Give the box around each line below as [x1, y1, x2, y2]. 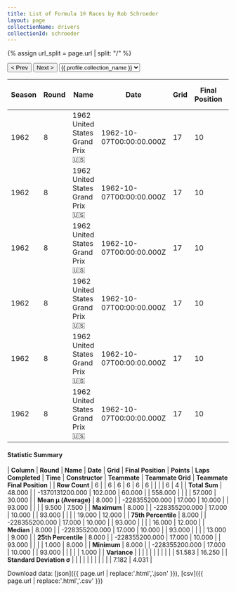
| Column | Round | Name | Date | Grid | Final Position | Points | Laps [7, 466, 210, 475]
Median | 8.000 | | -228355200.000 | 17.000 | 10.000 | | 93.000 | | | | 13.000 [7, 526, 227, 534]
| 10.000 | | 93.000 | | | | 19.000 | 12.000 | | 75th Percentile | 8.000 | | [7, 511, 206, 520]
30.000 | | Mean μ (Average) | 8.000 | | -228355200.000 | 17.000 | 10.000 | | [7, 496, 229, 504]
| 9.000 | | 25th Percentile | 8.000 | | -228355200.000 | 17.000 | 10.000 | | [7, 533, 221, 541]
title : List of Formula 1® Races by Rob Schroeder [7, 10, 159, 18]
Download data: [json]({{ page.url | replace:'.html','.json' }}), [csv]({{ [7, 570, 204, 578]
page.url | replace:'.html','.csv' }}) [7, 577, 103, 585]
